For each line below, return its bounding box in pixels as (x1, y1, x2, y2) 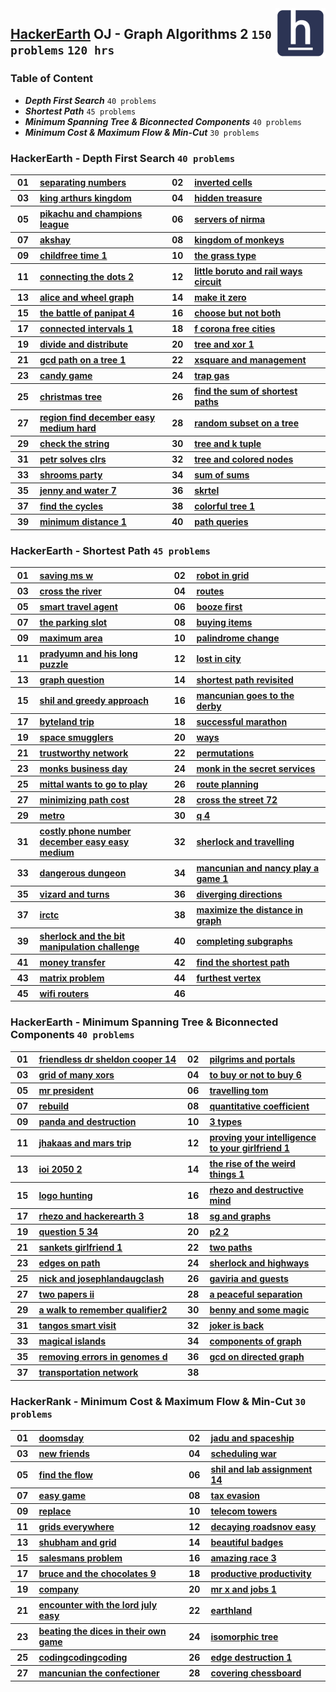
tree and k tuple (194, 438, 262, 450)
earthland (210, 1604, 253, 1616)
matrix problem (39, 972, 105, 984)
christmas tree (39, 390, 103, 402)
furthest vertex (196, 972, 262, 984)
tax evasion (210, 1490, 261, 1502)
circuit (194, 276, 222, 288)
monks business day (39, 762, 128, 774)
